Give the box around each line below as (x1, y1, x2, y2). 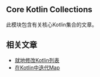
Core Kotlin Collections (6, 5, 93, 15)
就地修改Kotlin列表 (14, 56, 60, 63)
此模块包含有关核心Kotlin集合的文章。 (6, 21, 97, 28)
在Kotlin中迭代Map (14, 64, 60, 71)
